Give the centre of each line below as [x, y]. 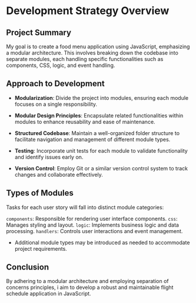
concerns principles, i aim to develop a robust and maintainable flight [90, 287]
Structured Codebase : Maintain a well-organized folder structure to [97, 133]
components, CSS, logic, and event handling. [61, 65]
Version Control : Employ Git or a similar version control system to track [101, 168]
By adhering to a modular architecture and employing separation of [87, 281]
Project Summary [39, 33]
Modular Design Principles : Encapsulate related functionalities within [99, 115]
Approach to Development [55, 84]
